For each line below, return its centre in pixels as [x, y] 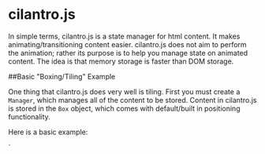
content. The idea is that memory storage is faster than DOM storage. [121, 61]
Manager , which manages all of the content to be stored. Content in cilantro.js [132, 100]
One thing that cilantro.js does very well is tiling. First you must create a [124, 91]
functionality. [30, 116]
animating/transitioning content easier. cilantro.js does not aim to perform [127, 44]
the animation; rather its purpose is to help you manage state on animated [128, 53]
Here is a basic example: [48, 132]
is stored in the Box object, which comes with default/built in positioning [124, 108]
